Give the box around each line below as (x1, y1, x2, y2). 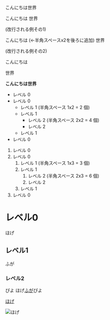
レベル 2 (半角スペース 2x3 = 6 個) (28, 173, 99, 179)
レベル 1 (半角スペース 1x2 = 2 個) (20, 104, 90, 110)
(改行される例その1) (5, 26, 46, 32)
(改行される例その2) (5, 48, 47, 54)
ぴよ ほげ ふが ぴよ (5, 287, 42, 293)
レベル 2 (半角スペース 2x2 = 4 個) (28, 117, 100, 123)
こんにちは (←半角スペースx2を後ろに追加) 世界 (5, 37, 105, 43)
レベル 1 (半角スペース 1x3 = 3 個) (20, 160, 90, 166)
